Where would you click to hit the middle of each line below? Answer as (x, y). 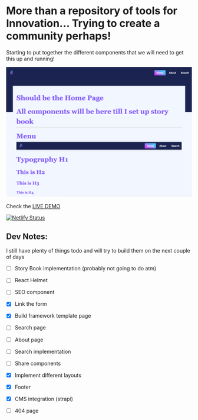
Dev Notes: (27, 236)
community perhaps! (59, 36)
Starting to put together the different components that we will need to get (95, 52)
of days (15, 257)
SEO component (34, 292)
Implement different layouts (48, 375)
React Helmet (31, 280)
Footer (23, 387)
